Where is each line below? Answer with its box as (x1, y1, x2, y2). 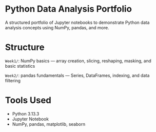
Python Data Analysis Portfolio (5, 3, 132, 15)
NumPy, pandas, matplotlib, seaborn (12, 121, 85, 127)
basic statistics (5, 63, 35, 69)
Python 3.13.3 (12, 111, 39, 116)
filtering (5, 77, 21, 83)
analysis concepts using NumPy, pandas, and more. (5, 24, 109, 30)
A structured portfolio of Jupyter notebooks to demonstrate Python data (5, 19, 150, 25)
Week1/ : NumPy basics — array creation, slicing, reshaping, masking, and (5, 57, 152, 64)
